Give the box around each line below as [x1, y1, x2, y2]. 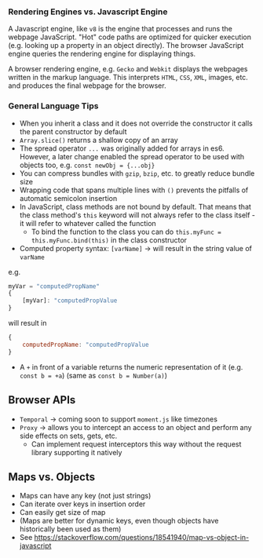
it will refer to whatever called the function [19, 218, 157, 228]
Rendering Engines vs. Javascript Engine [8, 6, 168, 17]
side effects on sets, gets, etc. [19, 431, 118, 440]
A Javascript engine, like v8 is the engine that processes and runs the [8, 24, 233, 34]
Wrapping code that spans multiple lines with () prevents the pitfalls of [19, 185, 249, 195]
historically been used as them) [19, 524, 122, 534]
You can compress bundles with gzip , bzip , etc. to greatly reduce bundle [19, 168, 255, 178]
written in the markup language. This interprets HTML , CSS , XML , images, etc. [8, 73, 249, 82]
